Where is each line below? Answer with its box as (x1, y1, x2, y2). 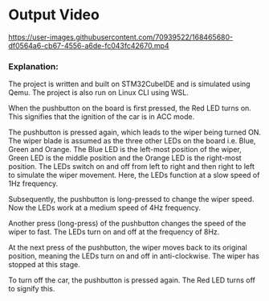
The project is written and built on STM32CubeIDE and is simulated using (8, 79, 251, 89)
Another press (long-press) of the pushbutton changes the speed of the (8, 219, 247, 229)
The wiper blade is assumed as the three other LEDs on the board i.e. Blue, (8, 136, 256, 146)
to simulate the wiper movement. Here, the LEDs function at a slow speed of (8, 171, 260, 180)
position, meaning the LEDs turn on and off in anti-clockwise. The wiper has (8, 251, 259, 261)
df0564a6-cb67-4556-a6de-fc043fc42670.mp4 (8, 40, 170, 50)
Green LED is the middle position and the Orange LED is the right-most (8, 153, 243, 163)
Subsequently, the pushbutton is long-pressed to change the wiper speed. (8, 195, 255, 204)
